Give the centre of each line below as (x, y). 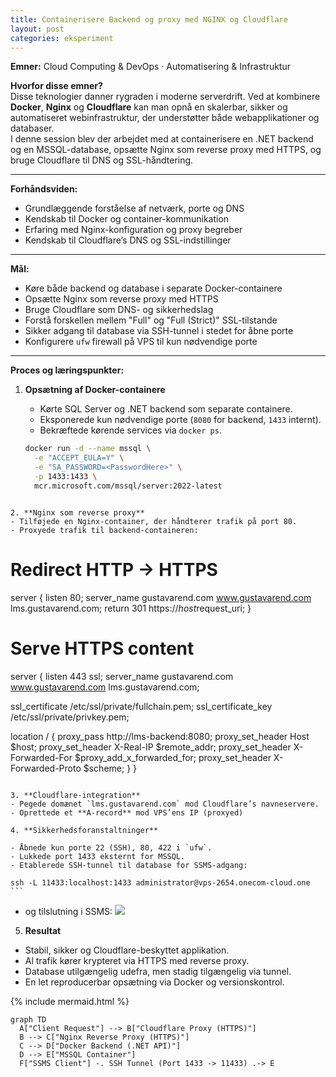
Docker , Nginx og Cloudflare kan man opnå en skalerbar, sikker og (149, 107)
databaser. (32, 128)
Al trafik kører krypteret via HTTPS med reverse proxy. (137, 960)
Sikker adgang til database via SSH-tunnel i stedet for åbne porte (159, 331)
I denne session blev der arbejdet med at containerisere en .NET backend (162, 139)
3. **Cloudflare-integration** (75, 795)
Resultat (43, 930)
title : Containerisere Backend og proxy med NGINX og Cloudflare (149, 19)
